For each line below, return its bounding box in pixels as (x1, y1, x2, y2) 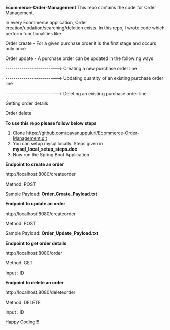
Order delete (5, 110, 32, 116)
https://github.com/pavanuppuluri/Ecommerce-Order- (26, 130, 140, 136)
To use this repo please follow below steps (5, 120, 97, 126)
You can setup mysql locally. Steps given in (12, 141, 104, 146)
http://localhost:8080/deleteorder (5, 289, 76, 295)
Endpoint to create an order (5, 161, 64, 167)
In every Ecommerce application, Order (5, 20, 87, 25)
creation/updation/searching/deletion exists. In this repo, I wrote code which (5, 25, 165, 31)
